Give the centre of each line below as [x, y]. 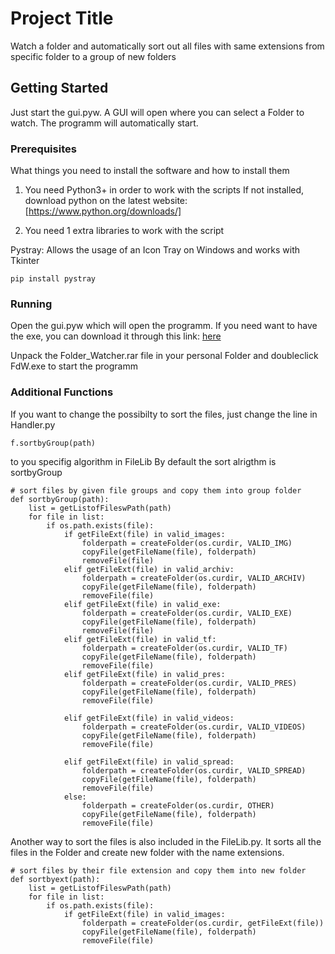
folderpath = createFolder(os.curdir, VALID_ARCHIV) [194, 578]
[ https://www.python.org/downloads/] [103, 211]
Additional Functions [62, 392]
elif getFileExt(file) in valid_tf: [140, 639]
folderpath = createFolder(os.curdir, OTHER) [178, 805]
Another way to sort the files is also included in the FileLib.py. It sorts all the [166, 841]
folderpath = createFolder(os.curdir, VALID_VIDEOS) [194, 727]
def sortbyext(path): [55, 879]
